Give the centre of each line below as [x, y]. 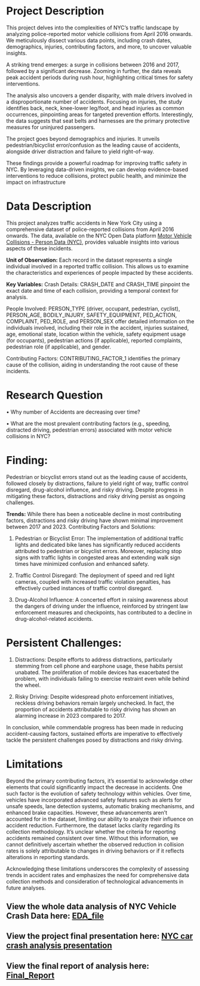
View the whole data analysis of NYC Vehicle [91, 907]
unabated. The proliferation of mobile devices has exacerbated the [97, 672]
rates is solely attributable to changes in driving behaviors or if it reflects [95, 851]
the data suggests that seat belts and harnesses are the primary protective [98, 120]
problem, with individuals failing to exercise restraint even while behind [102, 678]
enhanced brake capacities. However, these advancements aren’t [87, 812]
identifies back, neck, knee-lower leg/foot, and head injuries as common [95, 108]
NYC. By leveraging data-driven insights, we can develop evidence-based [97, 169]
